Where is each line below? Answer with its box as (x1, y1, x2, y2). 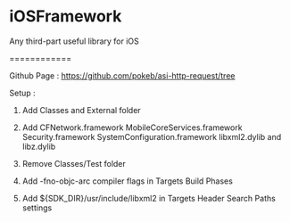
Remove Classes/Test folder (21, 158, 127, 169)
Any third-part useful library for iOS (9, 36, 140, 46)
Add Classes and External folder (21, 104, 141, 115)
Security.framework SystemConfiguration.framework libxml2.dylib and (21, 131, 282, 142)
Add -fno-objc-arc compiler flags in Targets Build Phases (21, 176, 234, 186)
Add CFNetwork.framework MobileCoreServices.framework (21, 122, 243, 133)
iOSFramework (9, 6, 122, 27)
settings (21, 202, 53, 213)
